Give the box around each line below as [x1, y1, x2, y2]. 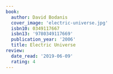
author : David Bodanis [11, 14, 68, 20]
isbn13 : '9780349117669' [11, 31, 73, 37]
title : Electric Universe [11, 42, 76, 48]
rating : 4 [11, 58, 35, 64]
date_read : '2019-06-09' [11, 53, 73, 59]
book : [5, 8, 19, 15]
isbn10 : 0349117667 [11, 25, 60, 32]
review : [5, 48, 25, 54]
